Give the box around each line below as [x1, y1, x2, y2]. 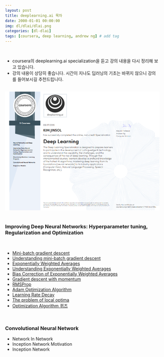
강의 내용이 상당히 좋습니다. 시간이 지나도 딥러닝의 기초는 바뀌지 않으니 [12, 70, 147, 76]
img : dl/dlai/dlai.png [5, 24, 51, 28]
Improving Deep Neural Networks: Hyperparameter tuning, [5, 223, 148, 230]
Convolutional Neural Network [5, 325, 79, 331]
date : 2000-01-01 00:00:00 [5, 18, 60, 23]
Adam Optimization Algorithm [12, 286, 72, 292]
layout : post [5, 8, 32, 13]
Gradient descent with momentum [12, 276, 81, 282]
